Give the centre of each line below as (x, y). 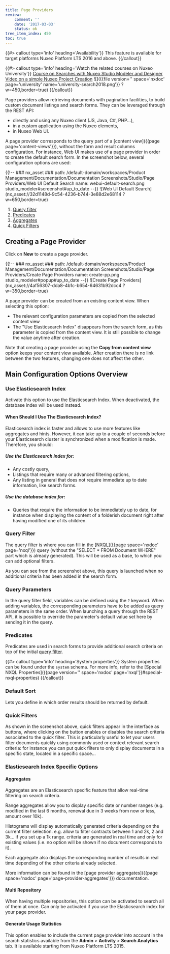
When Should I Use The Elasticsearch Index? (53, 417)
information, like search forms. (45, 485)
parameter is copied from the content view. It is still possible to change (87, 332)
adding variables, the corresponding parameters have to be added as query (84, 606)
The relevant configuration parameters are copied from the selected (84, 316)
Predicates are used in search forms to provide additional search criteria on (84, 647)
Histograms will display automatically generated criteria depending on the (82, 826)
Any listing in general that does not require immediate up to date (80, 480)
